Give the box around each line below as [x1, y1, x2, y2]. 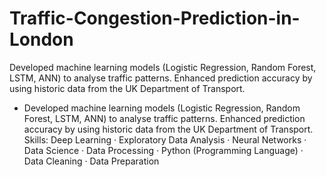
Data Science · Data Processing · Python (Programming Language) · [23, 144, 304, 156]
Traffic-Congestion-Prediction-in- [9, 7, 301, 30]
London [9, 28, 74, 51]
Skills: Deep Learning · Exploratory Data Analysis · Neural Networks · [23, 133, 307, 146]
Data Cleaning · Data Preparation [23, 155, 160, 167]
